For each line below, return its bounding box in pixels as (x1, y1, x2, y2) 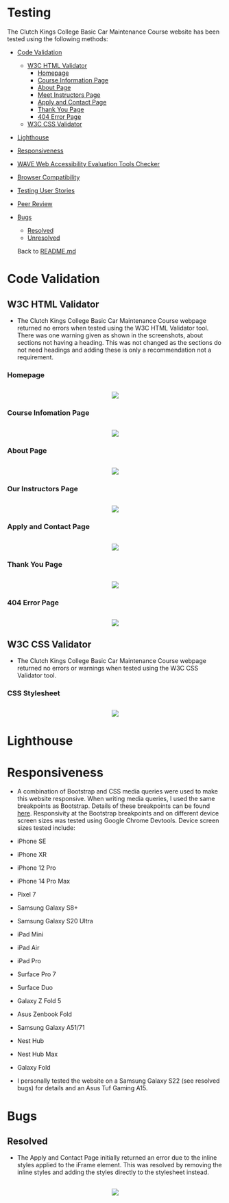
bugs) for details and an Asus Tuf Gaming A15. (16, 1084, 148, 1092)
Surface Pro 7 (16, 970, 56, 978)
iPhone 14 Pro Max (16, 877, 71, 886)
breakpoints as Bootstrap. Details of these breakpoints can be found (16, 802, 210, 810)
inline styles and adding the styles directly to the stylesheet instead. (16, 1168, 209, 1176)
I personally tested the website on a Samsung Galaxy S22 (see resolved (16, 1077, 220, 1085)
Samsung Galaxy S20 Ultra (16, 917, 94, 925)
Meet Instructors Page (37, 91, 101, 99)
